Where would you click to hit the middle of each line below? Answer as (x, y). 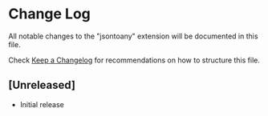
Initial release (42, 104)
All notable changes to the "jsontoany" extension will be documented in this (133, 36)
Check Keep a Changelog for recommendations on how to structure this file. (134, 60)
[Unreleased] (42, 85)
